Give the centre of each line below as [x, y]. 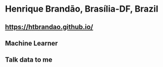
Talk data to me [29, 60]
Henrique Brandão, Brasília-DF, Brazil [82, 9]
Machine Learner [32, 43]
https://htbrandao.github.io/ [49, 27]
